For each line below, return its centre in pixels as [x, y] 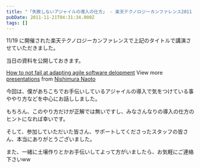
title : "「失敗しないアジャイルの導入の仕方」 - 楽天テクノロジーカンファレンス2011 [99, 12]
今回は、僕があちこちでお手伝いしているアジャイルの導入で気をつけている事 [100, 91]
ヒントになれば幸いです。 [37, 119]
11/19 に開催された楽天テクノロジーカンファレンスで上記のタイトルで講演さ [99, 41]
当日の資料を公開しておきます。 [45, 61]
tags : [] [17, 23]
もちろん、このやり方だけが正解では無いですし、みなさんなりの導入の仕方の [100, 112]
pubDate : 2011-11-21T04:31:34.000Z [50, 17]
